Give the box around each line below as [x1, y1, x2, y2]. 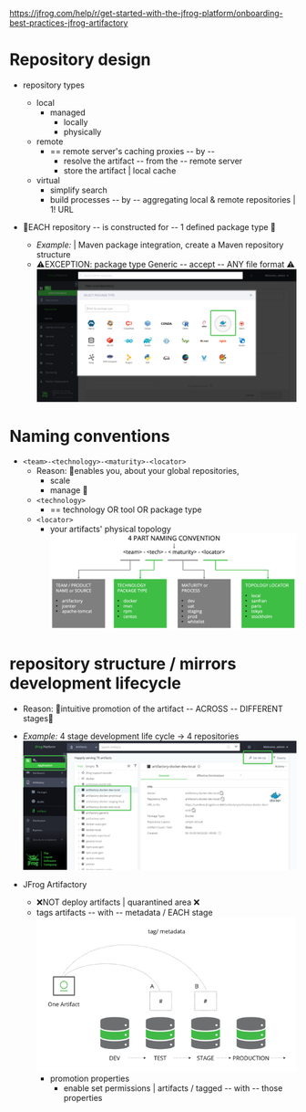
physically [63, 126, 102, 137]
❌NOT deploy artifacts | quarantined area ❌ [36, 897, 200, 907]
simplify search [49, 184, 107, 195]
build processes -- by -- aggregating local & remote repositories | [49, 194, 296, 205]
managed [49, 107, 86, 118]
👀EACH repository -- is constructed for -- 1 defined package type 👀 [22, 221, 276, 232]
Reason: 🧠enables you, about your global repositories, [36, 466, 240, 477]
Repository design [9, 49, 152, 70]
